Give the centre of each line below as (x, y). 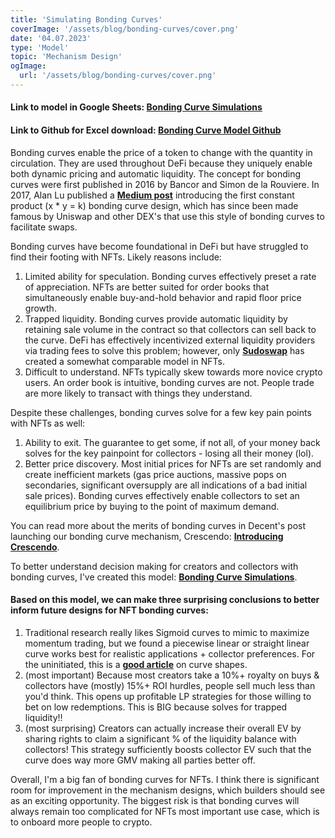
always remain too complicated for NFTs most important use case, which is (165, 811)
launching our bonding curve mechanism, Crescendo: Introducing (147, 536)
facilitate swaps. (44, 227)
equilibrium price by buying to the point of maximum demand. (152, 506)
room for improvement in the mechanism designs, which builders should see (168, 790)
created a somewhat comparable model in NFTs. (124, 361)
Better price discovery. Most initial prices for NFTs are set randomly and (173, 463)
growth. (40, 308)
